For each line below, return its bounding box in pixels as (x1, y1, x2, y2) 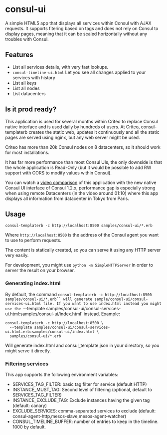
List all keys (12, 80, 37, 86)
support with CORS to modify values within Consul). (5, 169, 112, 176)
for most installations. (5, 149, 50, 155)
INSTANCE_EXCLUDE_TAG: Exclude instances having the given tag (12, 397, 150, 403)
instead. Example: (83, 311, 121, 317)
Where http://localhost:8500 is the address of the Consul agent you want (5, 232, 159, 238)
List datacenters (12, 90, 46, 96)
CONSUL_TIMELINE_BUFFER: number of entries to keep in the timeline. (12, 418, 159, 424)
